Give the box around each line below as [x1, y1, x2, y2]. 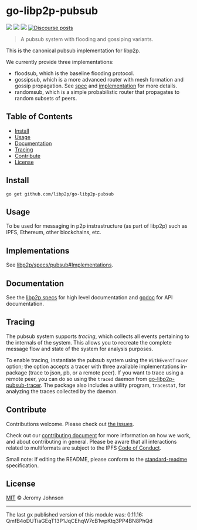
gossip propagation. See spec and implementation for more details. [14, 82, 178, 89]
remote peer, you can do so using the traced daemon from [6, 375, 148, 382]
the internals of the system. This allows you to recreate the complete [6, 339, 172, 346]
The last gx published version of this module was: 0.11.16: [6, 511, 144, 518]
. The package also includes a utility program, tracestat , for [40, 382, 186, 389]
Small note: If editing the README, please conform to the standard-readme [6, 455, 188, 463]
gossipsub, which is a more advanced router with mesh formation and [14, 76, 184, 83]
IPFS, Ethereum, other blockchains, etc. [6, 229, 101, 236]
